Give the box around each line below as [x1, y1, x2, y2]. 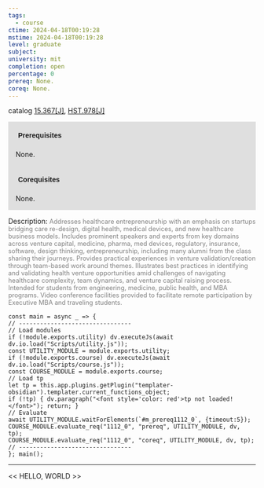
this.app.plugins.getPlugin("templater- [39, 382, 174, 390]
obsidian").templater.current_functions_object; [8, 388, 170, 397]
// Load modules [8, 327, 61, 335]
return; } [46, 402, 79, 410]
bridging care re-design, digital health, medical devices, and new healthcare [8, 225, 234, 233]
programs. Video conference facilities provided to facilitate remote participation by [8, 292, 253, 299]
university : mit [8, 56, 61, 64]
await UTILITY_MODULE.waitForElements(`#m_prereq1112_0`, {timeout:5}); [8, 416, 251, 424]
